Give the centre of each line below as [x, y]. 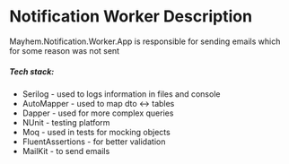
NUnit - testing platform [66, 122]
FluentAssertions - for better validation [94, 142]
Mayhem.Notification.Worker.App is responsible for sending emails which [145, 41]
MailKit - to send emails [66, 151]
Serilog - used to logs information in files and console [121, 94]
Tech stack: [32, 71]
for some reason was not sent [64, 50]
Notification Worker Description [131, 17]
